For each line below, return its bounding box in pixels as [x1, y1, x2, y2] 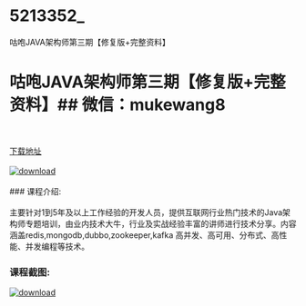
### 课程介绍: [9, 185, 62, 196]
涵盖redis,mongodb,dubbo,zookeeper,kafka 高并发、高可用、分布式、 [9, 229, 271, 241]
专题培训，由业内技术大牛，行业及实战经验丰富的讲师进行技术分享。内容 [25, 218, 297, 229]
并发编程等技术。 [25, 241, 89, 252]
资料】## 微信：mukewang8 [9, 94, 226, 115]
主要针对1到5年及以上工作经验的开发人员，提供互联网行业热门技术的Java [9, 206, 283, 218]
